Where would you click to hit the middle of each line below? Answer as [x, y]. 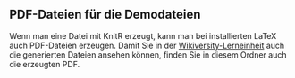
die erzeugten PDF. [45, 64]
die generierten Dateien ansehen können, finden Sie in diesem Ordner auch [148, 55]
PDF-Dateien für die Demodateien [105, 15]
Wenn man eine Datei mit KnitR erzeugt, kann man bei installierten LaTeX [143, 35]
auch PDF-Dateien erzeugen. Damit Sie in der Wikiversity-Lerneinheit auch [147, 45]
